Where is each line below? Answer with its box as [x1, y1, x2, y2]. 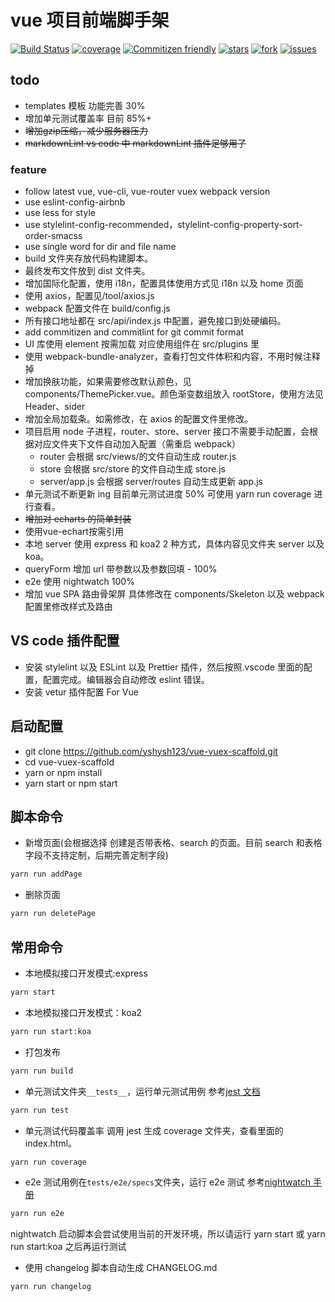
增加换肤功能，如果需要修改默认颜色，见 [24, 376, 192, 388]
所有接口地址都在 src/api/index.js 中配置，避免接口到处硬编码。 [24, 315, 287, 327]
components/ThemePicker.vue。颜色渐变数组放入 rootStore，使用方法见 [24, 388, 324, 400]
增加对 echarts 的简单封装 [24, 513, 132, 525]
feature [10, 162, 47, 176]
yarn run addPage [10, 869, 83, 880]
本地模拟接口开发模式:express [24, 967, 148, 980]
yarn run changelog [10, 1282, 92, 1292]
